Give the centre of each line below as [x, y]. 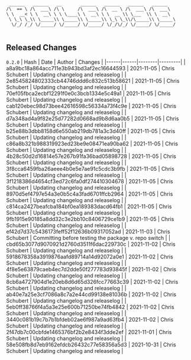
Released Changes [41, 48]
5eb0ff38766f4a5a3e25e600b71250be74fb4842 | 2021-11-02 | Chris [90, 307]
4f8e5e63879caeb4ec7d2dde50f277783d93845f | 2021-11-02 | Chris [91, 269]
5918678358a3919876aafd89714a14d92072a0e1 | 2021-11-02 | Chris [90, 257]
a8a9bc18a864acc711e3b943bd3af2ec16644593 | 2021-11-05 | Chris [90, 68]
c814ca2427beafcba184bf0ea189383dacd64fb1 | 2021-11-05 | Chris [89, 206]
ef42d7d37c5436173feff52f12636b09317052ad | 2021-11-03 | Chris [88, 231]
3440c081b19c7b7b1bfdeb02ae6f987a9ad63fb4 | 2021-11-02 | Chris [90, 319]
